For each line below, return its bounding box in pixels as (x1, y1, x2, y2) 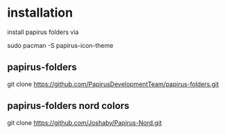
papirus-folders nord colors (7, 100, 130, 112)
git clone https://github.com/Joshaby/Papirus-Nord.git (7, 118, 162, 126)
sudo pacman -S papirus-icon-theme (7, 41, 114, 49)
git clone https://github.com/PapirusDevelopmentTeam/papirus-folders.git (7, 80, 220, 88)
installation (7, 5, 73, 21)
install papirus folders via (7, 28, 79, 36)
